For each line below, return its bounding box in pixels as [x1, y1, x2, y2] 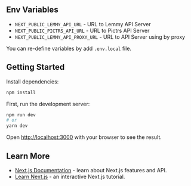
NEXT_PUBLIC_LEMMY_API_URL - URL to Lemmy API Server [14, 20, 151, 27]
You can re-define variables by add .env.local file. [6, 45, 132, 52]
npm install [6, 89, 36, 95]
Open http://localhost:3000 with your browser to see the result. [6, 134, 162, 141]
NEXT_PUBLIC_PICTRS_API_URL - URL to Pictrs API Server [14, 27, 150, 34]
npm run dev [6, 111, 36, 118]
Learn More [6, 151, 50, 161]
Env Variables [6, 5, 58, 15]
